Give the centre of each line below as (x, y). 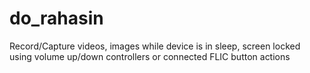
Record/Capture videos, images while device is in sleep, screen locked (155, 46)
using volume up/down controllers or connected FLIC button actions (150, 56)
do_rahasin (56, 18)
